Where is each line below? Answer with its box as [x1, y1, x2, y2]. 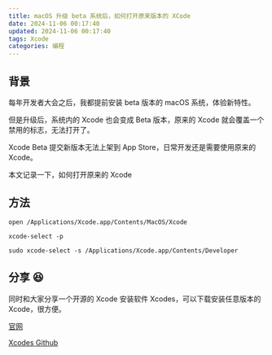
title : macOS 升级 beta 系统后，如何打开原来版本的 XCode [8, 11, 191, 20]
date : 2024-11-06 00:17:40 [8, 20, 100, 28]
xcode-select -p [8, 232, 64, 240]
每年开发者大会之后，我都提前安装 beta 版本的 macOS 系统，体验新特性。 [8, 97, 256, 107]
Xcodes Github [8, 337, 59, 347]
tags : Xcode [8, 34, 49, 43]
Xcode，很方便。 [8, 304, 67, 313]
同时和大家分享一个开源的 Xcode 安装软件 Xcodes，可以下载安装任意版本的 [8, 294, 261, 304]
